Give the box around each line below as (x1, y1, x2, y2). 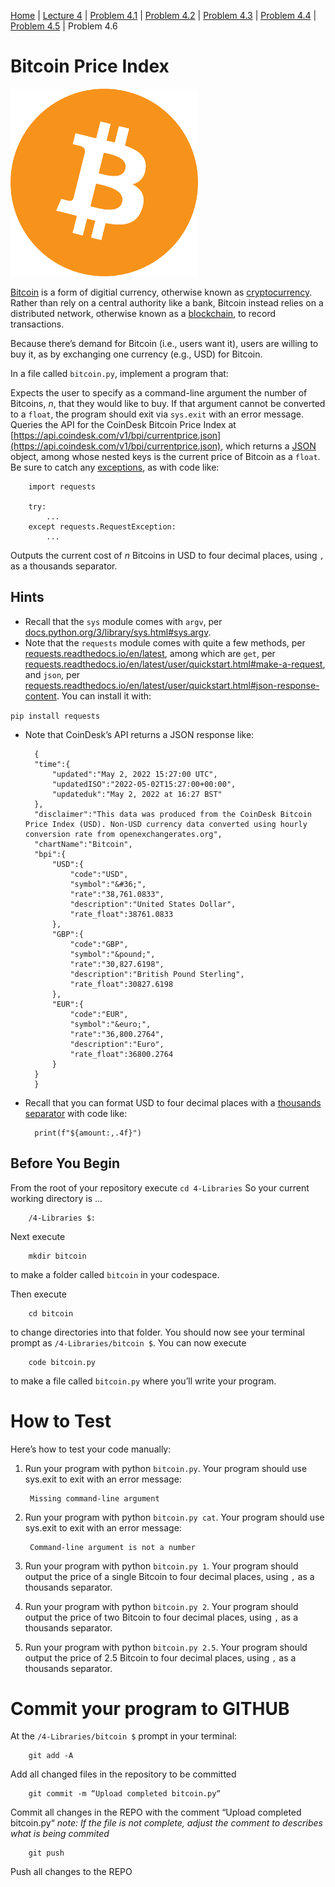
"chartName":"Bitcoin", (34, 839, 133, 849)
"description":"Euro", (69, 1039, 165, 1049)
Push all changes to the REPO (10, 1866, 133, 1878)
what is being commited (10, 1828, 110, 1840)
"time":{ (34, 759, 71, 769)
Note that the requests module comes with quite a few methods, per (24, 636, 306, 649)
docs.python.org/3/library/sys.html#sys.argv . (24, 626, 212, 638)
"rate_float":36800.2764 (69, 1049, 174, 1059)
